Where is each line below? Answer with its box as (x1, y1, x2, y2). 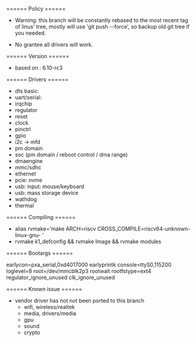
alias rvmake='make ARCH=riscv (14, 225, 97, 232)
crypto (23, 329, 41, 336)
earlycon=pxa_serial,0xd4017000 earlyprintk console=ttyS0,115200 (6, 261, 172, 268)
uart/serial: (14, 94, 42, 101)
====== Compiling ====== (6, 214, 76, 220)
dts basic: (14, 87, 39, 95)
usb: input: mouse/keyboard (14, 183, 85, 190)
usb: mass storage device (14, 189, 79, 196)
